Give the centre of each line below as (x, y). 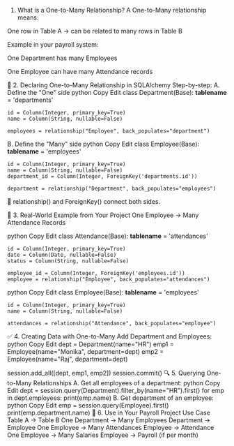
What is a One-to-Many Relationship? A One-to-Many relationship (112, 10)
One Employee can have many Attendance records (80, 72)
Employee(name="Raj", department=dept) (68, 359)
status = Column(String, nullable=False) (68, 261)
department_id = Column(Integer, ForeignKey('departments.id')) (102, 177)
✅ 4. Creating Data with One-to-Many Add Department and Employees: (110, 336)
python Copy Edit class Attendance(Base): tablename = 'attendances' (108, 236)
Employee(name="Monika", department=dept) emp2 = (86, 351)
